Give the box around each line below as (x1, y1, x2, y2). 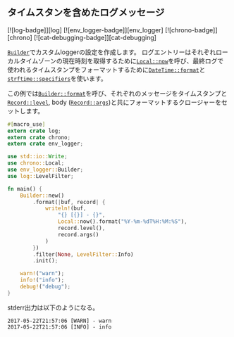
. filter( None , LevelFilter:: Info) (32, 250, 134, 258)
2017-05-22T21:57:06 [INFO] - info (7, 323, 112, 331)
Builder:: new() (20, 192, 65, 199)
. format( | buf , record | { (32, 198, 106, 205)
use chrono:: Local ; (7, 160, 65, 167)
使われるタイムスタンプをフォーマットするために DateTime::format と (7, 65, 206, 74)
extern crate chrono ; (7, 134, 71, 141)
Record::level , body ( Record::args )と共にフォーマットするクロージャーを (7, 98, 222, 106)
